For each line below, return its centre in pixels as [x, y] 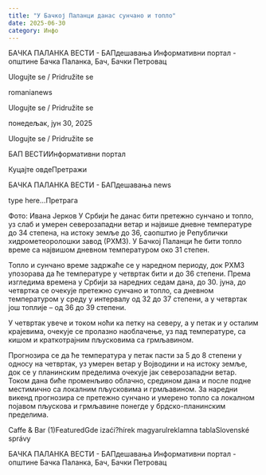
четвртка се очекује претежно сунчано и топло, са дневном [111, 291]
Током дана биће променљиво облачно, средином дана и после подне [130, 381]
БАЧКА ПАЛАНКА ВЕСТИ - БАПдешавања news [90, 185]
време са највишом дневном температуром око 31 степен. [109, 250]
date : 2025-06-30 [37, 23]
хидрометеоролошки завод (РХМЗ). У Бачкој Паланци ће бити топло [125, 241]
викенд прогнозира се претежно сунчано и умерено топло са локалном [131, 398]
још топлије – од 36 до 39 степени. [67, 308]
